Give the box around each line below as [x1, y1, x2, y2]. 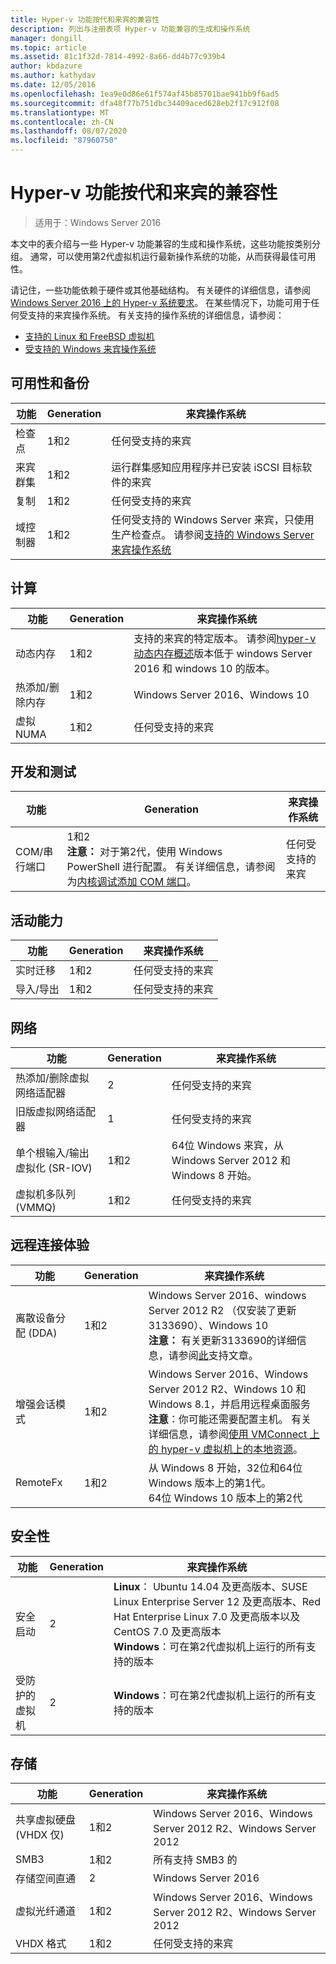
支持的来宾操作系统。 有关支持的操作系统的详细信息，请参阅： [27, 309, 285, 321]
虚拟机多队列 [15, 1187, 77, 1201]
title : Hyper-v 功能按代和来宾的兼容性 [10, 14, 160, 25]
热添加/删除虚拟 [15, 1071, 90, 1085]
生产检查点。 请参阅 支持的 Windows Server [111, 527, 315, 541]
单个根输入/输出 [15, 1146, 90, 1160]
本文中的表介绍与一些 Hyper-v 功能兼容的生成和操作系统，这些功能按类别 [10, 237, 312, 250]
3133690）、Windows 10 [148, 1318, 269, 1332]
